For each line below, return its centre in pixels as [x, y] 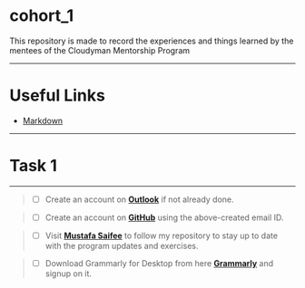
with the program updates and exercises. [122, 246]
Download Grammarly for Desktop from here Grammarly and [159, 263]
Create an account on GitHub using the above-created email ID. [164, 217]
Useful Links [58, 96]
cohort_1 [42, 16]
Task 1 [33, 166]
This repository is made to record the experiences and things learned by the [152, 41]
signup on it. [69, 274]
